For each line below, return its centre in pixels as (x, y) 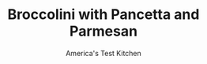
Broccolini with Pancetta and (103, 15)
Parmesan (103, 31)
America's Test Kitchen (103, 53)
